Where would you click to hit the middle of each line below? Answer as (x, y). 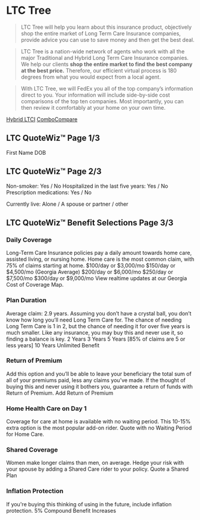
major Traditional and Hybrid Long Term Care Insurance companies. (104, 58)
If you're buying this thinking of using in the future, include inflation (89, 504)
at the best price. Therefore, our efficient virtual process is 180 (99, 70)
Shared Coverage (32, 450)
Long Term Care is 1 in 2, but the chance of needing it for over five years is (98, 326)
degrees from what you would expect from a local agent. (91, 77)
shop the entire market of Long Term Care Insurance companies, (101, 33)
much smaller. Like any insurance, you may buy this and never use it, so (95, 332)
